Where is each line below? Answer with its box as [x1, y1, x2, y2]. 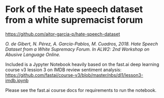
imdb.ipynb [5, 77, 29, 83]
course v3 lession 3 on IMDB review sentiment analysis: [5, 67, 122, 73]
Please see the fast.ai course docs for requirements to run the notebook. [5, 87, 157, 93]
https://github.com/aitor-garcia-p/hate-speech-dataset [5, 31, 120, 37]
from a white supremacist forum [5, 14, 143, 26]
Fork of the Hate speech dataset [5, 4, 143, 15]
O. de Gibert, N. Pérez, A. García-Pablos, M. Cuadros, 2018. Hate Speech [5, 40, 158, 46]
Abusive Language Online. [5, 52, 61, 58]
